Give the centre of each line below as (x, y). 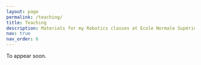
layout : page (22, 12)
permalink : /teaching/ (34, 17)
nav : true (19, 34)
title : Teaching (26, 22)
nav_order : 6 (22, 39)
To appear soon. (26, 56)
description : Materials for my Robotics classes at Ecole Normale (91, 28)
